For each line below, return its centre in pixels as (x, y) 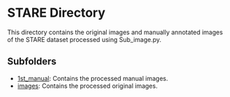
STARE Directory (56, 13)
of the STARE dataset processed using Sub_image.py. (84, 39)
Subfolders (32, 62)
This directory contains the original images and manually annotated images (115, 32)
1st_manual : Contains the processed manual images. (93, 78)
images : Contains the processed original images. (87, 86)
